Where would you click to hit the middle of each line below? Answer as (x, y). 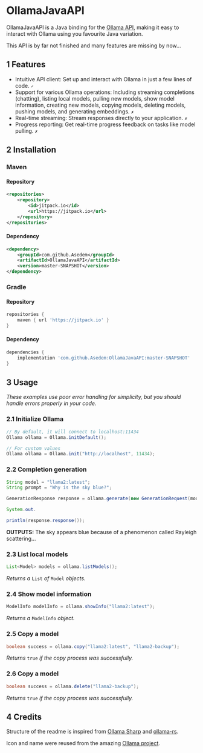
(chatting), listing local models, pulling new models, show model (95, 98)
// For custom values (34, 448)
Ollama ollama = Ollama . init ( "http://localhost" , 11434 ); (81, 454)
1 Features (26, 65)
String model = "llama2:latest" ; (48, 482)
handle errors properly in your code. (51, 403)
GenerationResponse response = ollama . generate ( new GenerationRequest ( (98, 499)
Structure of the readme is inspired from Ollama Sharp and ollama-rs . (92, 732)
